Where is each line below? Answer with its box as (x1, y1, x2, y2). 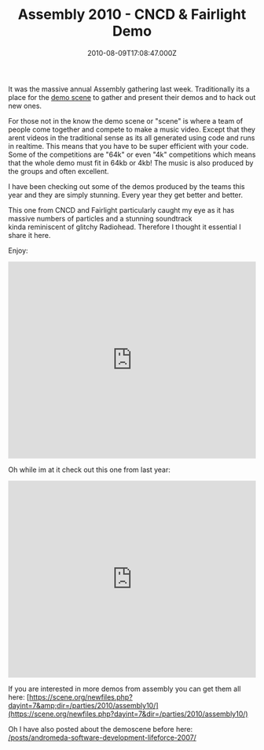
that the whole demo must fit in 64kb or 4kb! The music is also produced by (8, 158, 254, 167)
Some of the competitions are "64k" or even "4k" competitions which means (8, 150, 256, 159)
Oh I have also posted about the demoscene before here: (8, 724, 193, 733)
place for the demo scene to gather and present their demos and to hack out (8, 92, 256, 102)
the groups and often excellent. (8, 166, 109, 176)
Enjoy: (8, 246, 29, 255)
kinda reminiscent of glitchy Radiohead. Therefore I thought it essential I (8, 222, 241, 232)
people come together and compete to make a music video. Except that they (8, 124, 255, 134)
